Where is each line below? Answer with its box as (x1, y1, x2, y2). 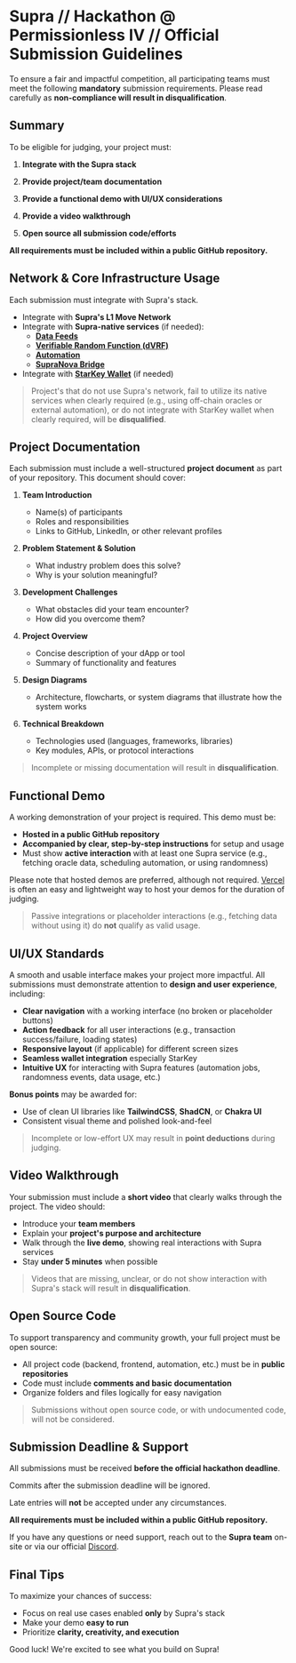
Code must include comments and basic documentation (21, 1378, 233, 1388)
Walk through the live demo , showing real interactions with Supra (21, 1237, 262, 1248)
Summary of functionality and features (35, 658, 177, 668)
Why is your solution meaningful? (35, 570, 158, 580)
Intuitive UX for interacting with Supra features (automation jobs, (21, 1062, 260, 1073)
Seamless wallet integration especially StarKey (21, 1053, 198, 1063)
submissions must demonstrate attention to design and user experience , (9, 979, 277, 989)
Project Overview (21, 631, 89, 642)
